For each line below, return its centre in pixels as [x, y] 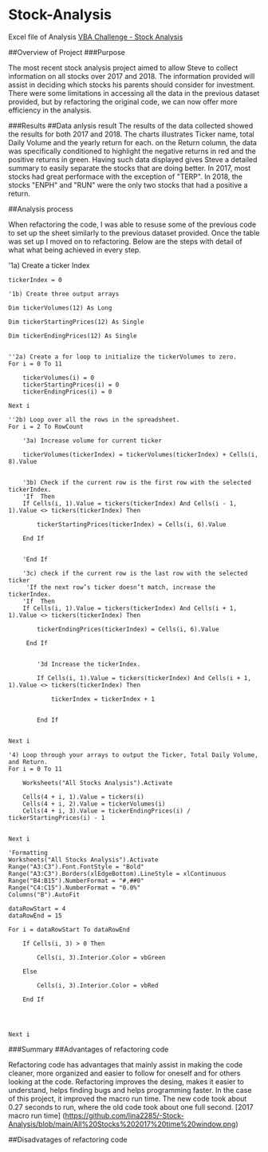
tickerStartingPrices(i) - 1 [57, 817]
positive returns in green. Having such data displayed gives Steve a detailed [133, 159]
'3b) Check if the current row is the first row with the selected [137, 482]
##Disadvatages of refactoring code [68, 1139]
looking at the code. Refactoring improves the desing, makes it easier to [126, 1081]
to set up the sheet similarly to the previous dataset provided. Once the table [134, 232]
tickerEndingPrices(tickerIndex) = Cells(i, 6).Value [128, 629]
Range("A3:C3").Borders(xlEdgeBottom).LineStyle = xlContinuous [117, 873]
